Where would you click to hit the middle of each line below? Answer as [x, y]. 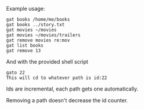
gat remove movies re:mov [38, 40]
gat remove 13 [24, 51]
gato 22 [16, 73]
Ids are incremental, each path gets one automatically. [72, 89]
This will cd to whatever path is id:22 [57, 78]
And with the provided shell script [47, 62]
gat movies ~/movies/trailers [44, 35]
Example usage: [26, 9]
